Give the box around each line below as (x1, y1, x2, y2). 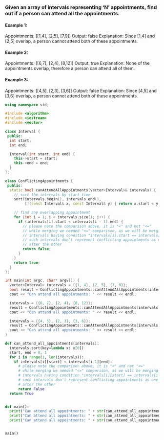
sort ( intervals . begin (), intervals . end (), (14, 197, 102, 202)
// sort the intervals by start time (14, 192, 91, 197)
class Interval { (5, 129, 41, 134)
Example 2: (5, 49, 28, 55)
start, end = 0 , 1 (9, 350, 47, 355)
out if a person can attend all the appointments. (5, 10, 120, 17)
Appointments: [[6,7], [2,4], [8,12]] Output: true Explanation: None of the (5, 60, 150, 66)
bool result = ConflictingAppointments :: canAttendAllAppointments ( (9, 287, 150, 292)
